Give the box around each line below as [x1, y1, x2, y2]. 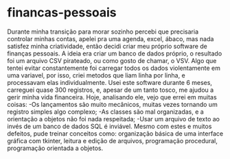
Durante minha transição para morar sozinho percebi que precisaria [7, 27, 199, 36]
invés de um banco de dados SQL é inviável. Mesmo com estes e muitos [7, 122, 212, 130]
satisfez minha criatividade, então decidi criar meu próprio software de [7, 42, 208, 50]
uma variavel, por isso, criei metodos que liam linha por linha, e [7, 71, 185, 79]
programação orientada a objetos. [7, 144, 104, 152]
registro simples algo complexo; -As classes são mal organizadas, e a [7, 108, 204, 116]
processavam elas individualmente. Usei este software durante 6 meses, [7, 78, 213, 86]
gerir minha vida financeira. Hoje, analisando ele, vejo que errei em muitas [7, 93, 218, 101]
